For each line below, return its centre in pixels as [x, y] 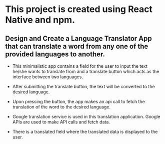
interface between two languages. [48, 77]
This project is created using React [79, 9]
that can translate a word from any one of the [77, 46]
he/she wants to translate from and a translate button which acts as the [86, 71]
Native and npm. [40, 20]
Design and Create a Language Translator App [79, 38]
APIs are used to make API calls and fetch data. [61, 122]
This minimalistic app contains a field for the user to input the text [80, 66]
